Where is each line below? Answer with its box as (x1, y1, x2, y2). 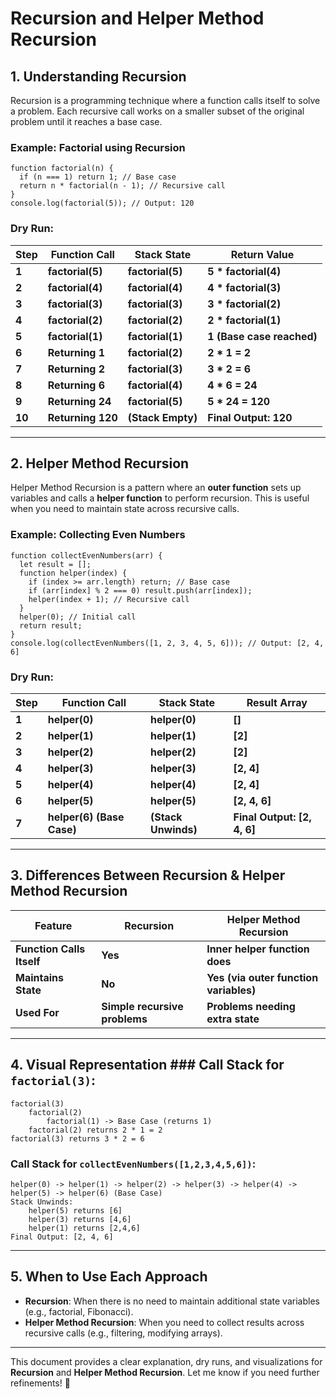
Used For (15, 1005, 60, 1019)
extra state (206, 1012, 260, 1026)
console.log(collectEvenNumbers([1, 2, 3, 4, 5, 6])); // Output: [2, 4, (10, 638, 325, 648)
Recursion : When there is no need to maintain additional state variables (24, 1295, 320, 1307)
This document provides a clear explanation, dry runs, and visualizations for (10, 1355, 323, 1367)
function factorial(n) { (10, 163, 114, 174)
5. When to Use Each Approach (10, 1268, 208, 1286)
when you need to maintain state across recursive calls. (10, 503, 240, 515)
